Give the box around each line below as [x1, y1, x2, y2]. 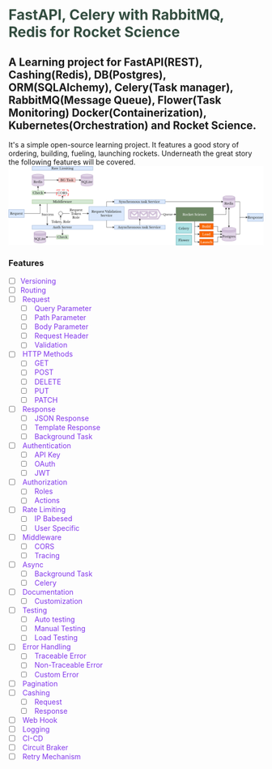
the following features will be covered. [8, 157, 136, 167]
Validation [34, 340, 68, 350]
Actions [34, 496, 61, 506]
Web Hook [22, 715, 58, 724]
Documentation [22, 587, 74, 596]
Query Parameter [34, 304, 92, 314]
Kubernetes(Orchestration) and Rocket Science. [8, 118, 257, 132]
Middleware [22, 532, 62, 542]
